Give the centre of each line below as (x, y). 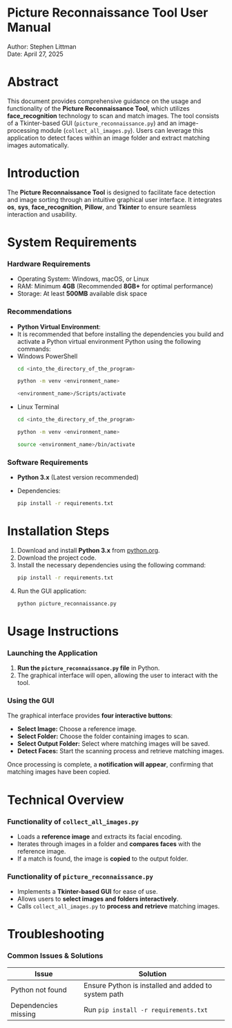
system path (104, 994)
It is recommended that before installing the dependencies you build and (120, 334)
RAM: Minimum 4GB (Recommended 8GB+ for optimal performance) (115, 286)
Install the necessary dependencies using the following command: (111, 565)
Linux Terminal (38, 407)
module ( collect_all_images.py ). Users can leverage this (122, 130)
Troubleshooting (56, 934)
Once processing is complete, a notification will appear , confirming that (110, 764)
